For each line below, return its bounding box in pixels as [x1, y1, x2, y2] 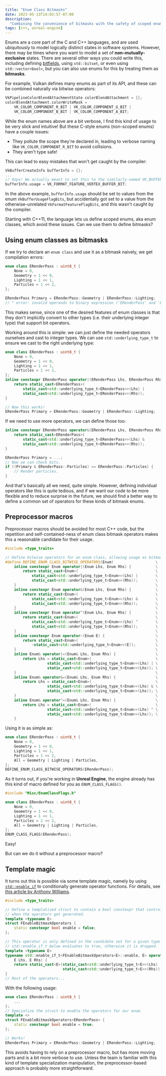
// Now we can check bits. [5, 459, 61, 465]
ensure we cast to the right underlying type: [5, 340, 95, 346]
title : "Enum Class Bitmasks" [5, 7, 68, 12]
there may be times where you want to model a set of [5, 50, 114, 56]
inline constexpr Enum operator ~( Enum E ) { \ [14, 633, 158, 638]
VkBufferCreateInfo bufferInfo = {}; [5, 168, 83, 173]
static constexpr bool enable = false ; [14, 925, 96, 931]
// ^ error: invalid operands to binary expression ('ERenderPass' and [5, 300, 156, 305]
